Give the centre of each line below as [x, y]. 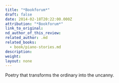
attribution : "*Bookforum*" [34, 24]
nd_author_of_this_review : [33, 33]
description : [19, 51]
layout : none [19, 61]
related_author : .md [27, 38]
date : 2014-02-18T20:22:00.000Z [39, 19]
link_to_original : [24, 28]
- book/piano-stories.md [35, 47]
